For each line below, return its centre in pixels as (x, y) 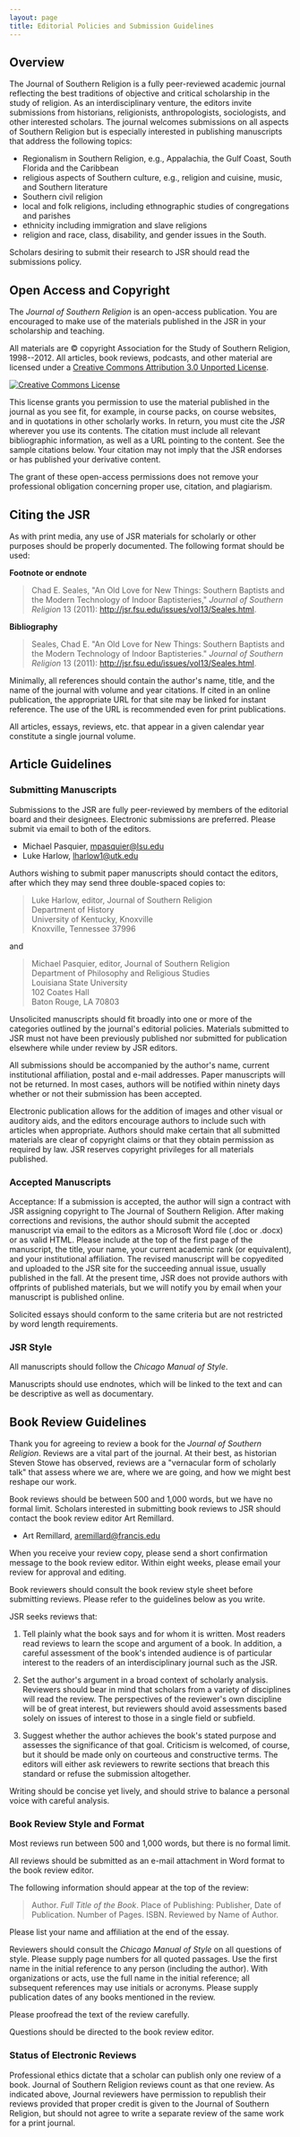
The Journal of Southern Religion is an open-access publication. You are (143, 312)
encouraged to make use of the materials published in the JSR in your (138, 322)
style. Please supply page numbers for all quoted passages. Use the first (143, 1959)
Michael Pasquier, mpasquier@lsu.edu (93, 846)
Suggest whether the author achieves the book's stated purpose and (149, 1735)
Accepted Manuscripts (60, 1182)
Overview (37, 62)
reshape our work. (43, 1482)
